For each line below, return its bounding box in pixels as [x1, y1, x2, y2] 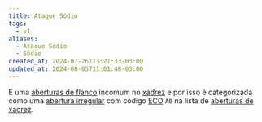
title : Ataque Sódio [8, 11, 79, 20]
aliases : [8, 34, 38, 43]
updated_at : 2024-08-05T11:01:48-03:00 [8, 65, 144, 73]
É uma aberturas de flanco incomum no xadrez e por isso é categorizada [8, 87, 253, 97]
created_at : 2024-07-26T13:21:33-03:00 [8, 58, 144, 66]
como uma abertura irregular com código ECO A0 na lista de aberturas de [8, 95, 254, 106]
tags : [8, 20, 27, 28]
